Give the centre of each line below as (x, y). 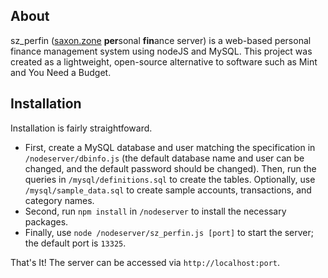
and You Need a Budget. (61, 72)
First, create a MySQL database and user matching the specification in (170, 147)
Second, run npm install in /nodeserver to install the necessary (155, 211)
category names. (59, 200)
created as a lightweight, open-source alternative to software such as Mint (164, 61)
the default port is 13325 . (75, 243)
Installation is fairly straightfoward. (81, 128)
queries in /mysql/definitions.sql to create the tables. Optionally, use (170, 179)
